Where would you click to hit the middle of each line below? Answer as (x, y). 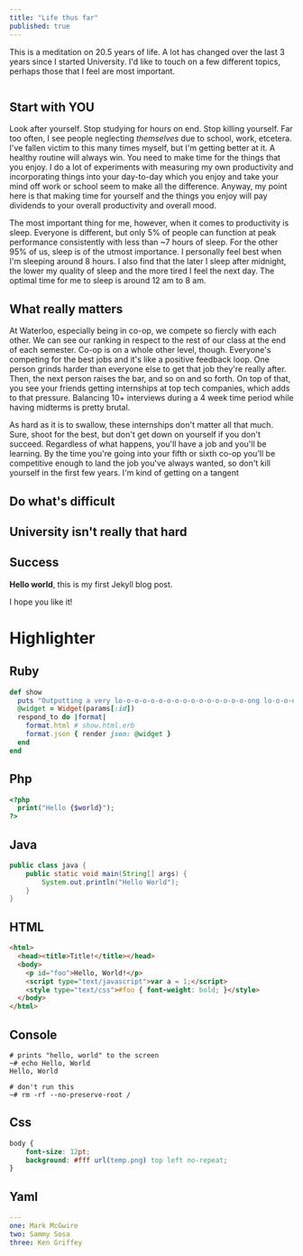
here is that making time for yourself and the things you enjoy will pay (138, 196)
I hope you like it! (41, 602)
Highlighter (52, 638)
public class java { (48, 865)
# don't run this (42, 1087)
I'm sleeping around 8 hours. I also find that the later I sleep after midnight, (148, 262)
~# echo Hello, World (50, 1063)
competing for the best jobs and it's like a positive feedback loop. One (140, 360)
